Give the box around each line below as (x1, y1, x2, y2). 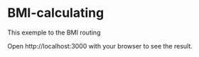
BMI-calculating (7, 5, 104, 21)
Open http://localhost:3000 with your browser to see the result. (7, 42, 193, 50)
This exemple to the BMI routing (7, 28, 101, 37)
